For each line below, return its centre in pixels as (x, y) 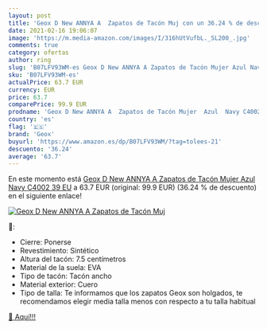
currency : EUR (32, 90)
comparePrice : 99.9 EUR (48, 104)
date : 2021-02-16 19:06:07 (53, 30)
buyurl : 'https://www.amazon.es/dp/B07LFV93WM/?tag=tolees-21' (115, 141)
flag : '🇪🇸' (28, 127)
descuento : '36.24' (41, 149)
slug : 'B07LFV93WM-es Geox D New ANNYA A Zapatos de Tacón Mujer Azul (128, 68)
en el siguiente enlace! (45, 196)
